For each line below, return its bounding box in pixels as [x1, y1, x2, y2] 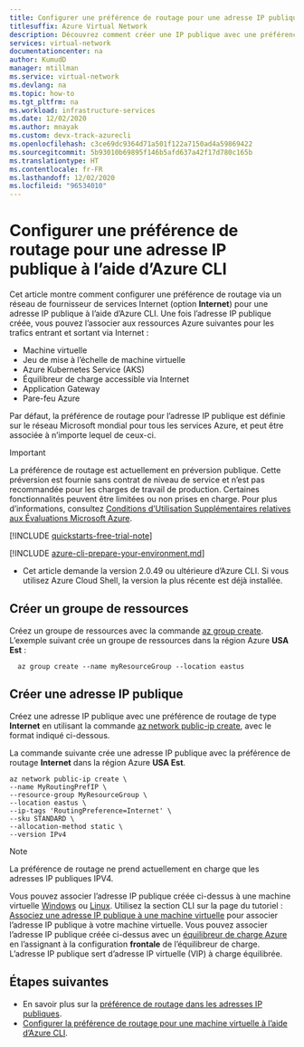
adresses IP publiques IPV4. [9, 872, 114, 883]
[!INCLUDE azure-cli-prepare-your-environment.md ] [9, 548, 205, 559]
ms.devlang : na [9, 81, 67, 90]
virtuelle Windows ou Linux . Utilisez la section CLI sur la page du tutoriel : [9, 899, 283, 910]
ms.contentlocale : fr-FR [9, 165, 103, 174]
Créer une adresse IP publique [9, 687, 184, 702]
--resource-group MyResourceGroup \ [9, 790, 147, 799]
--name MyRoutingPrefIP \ [9, 782, 107, 792]
